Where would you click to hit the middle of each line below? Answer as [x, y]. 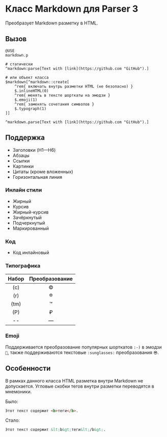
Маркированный [31, 228]
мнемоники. [19, 391]
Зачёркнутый [27, 217]
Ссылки [21, 160]
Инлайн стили [24, 190]
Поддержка [25, 138]
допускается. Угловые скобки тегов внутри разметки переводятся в [80, 386]
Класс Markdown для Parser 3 [72, 9]
